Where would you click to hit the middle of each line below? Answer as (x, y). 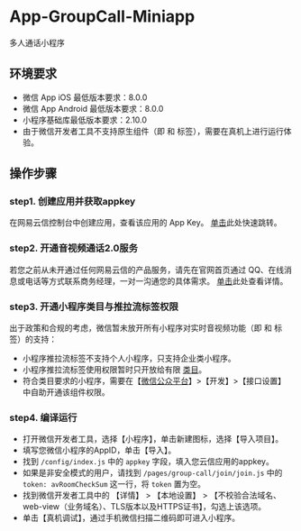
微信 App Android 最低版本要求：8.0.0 (93, 108)
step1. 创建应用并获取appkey (73, 202)
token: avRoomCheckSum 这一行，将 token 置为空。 (114, 484)
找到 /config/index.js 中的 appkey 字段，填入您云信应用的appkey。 (148, 462)
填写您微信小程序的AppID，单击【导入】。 (99, 450)
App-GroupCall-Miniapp (102, 17)
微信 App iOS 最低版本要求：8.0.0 (85, 97)
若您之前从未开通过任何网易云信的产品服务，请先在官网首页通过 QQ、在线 (147, 270)
